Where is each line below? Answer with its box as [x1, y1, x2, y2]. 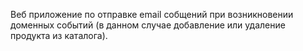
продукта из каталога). [10, 30, 108, 41]
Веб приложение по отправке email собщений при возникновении [10, 9, 294, 20]
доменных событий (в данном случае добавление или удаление [10, 19, 286, 31]
